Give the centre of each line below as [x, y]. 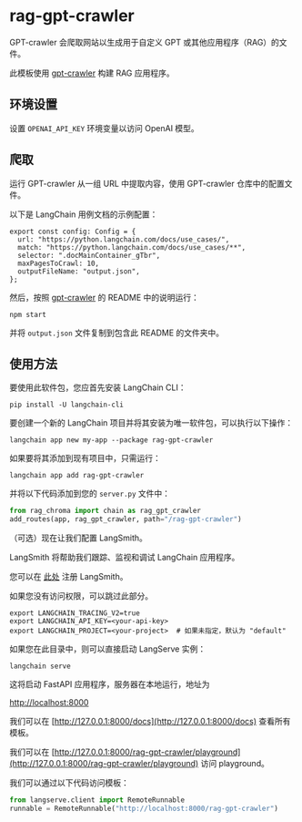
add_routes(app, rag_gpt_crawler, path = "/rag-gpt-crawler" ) [126, 519]
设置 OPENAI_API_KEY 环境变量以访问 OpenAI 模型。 [105, 128]
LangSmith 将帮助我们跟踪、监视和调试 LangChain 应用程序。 [125, 558]
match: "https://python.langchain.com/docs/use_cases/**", [132, 247]
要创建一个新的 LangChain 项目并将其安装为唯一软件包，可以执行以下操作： [151, 423]
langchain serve [40, 666]
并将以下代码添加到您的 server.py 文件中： [90, 494]
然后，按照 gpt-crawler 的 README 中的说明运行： [105, 297]
